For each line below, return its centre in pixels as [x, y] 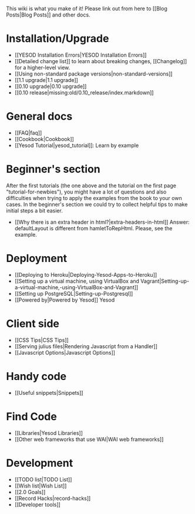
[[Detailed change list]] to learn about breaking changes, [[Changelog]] [101, 61]
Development [40, 463]
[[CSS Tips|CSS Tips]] [41, 340]
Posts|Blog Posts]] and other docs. [48, 15]
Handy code [36, 376]
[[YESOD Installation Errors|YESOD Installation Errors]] [80, 55]
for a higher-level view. [42, 67]
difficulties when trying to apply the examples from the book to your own [94, 198]
